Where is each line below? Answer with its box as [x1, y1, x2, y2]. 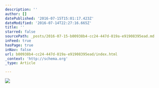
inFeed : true [5, 38, 31, 43]
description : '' [5, 7, 38, 12]
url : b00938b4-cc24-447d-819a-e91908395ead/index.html [5, 51, 118, 57]
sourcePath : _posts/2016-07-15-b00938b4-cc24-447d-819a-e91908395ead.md [5, 34, 155, 39]
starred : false [5, 29, 36, 34]
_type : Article [5, 61, 36, 65]
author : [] [5, 12, 27, 16]
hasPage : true [5, 43, 34, 48]
